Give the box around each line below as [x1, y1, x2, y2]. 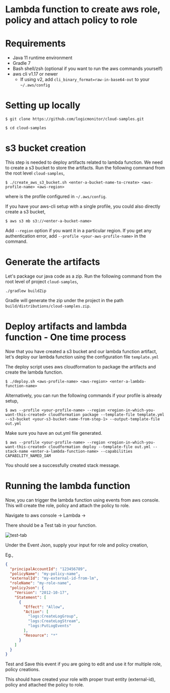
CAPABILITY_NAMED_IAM [5, 453, 51, 458]
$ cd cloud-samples [5, 126, 47, 131]
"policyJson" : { [10, 585, 44, 590]
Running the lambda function [5, 480, 130, 492]
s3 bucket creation [5, 142, 86, 154]
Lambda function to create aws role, [5, 4, 160, 15]
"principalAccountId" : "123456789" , [10, 566, 87, 572]
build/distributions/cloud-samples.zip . [5, 303, 91, 309]
